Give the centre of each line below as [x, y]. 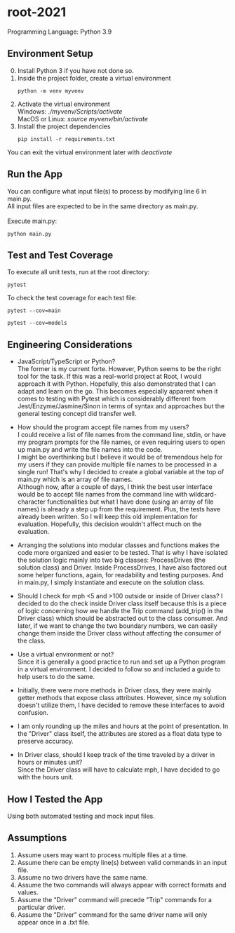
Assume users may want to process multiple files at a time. [102, 855]
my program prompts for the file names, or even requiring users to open [121, 442]
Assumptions [37, 838]
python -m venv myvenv [51, 91]
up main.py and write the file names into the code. [90, 450]
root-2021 [37, 12]
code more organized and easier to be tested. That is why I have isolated [122, 553]
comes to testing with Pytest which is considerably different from [112, 399]
